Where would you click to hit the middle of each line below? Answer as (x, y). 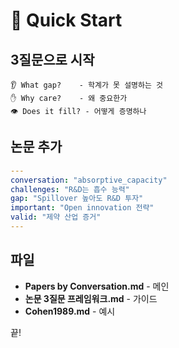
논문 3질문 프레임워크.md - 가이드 (91, 298)
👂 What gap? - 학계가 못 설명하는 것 (86, 85)
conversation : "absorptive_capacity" (89, 180)
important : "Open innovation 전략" (82, 208)
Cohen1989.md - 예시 (70, 311)
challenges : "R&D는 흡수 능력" (70, 189)
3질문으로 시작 (52, 59)
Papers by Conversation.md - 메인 (97, 286)
